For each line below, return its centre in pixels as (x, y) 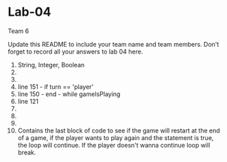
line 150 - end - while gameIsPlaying (69, 94)
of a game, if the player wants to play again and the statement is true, (116, 137)
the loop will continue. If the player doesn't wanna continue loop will (114, 145)
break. (27, 152)
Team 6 (19, 31)
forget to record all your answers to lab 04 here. (75, 51)
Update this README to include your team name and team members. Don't (113, 44)
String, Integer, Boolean (51, 65)
